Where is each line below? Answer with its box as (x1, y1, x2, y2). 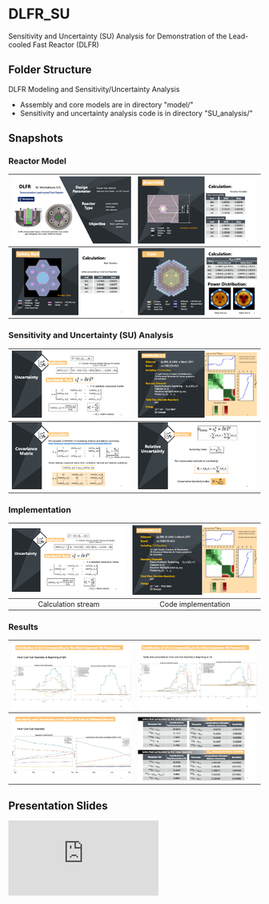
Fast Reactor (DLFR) (32, 39, 100, 49)
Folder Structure (8, 63, 92, 77)
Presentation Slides (8, 798, 108, 813)
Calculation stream (38, 599, 100, 609)
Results (8, 621, 38, 633)
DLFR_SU (8, 5, 70, 23)
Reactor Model (8, 155, 66, 167)
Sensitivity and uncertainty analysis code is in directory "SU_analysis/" (19, 108, 254, 118)
